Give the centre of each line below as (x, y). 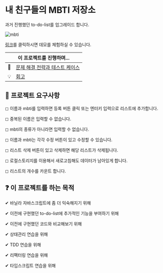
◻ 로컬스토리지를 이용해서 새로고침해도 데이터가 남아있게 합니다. (66, 161)
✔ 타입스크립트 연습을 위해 (31, 265)
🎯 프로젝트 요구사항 (33, 96)
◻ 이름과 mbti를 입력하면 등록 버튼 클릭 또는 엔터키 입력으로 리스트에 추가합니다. (81, 108)
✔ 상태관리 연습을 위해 (26, 234)
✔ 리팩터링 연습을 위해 (26, 255)
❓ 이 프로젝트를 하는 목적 (40, 188)
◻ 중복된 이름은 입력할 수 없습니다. (38, 119)
